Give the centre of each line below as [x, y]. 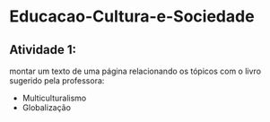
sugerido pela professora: [57, 81]
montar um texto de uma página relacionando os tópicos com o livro [135, 71]
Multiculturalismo [54, 98]
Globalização [47, 108]
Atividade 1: [43, 50]
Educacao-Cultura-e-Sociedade [132, 17]
